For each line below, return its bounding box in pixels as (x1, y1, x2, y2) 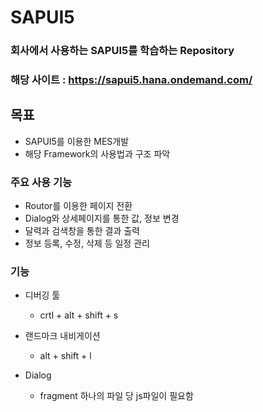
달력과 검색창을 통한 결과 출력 (24, 225, 140, 237)
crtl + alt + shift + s (39, 309, 119, 321)
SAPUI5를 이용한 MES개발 (24, 135, 130, 147)
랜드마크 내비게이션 (24, 330, 101, 342)
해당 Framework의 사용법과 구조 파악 (24, 147, 171, 160)
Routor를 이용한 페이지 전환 (24, 200, 133, 212)
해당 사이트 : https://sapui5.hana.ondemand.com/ (10, 73, 253, 87)
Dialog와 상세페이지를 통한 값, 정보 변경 (24, 212, 180, 225)
